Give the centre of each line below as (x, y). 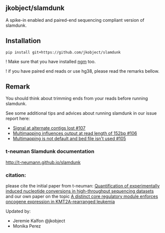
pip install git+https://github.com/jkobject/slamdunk (63, 52)
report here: (18, 119)
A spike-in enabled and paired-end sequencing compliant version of (75, 20)
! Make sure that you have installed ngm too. (51, 61)
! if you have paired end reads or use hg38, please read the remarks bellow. (82, 71)
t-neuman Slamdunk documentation (50, 151)
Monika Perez (27, 226)
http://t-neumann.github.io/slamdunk (43, 162)
